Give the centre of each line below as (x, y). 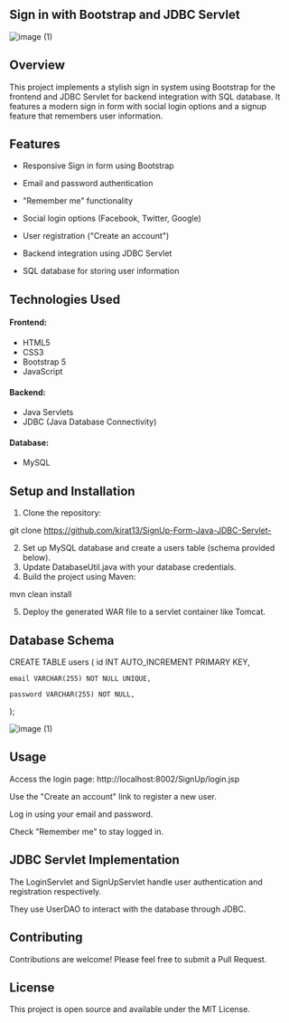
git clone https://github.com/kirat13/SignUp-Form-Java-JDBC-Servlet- (140, 530)
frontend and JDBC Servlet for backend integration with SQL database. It (145, 96)
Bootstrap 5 (44, 362)
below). (37, 558)
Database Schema (62, 640)
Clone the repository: (62, 513)
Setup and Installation (72, 491)
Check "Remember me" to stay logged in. (87, 831)
